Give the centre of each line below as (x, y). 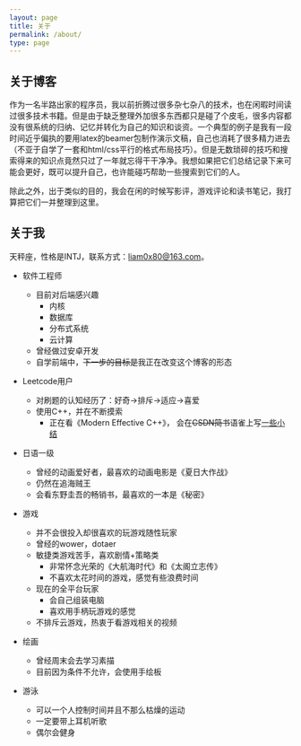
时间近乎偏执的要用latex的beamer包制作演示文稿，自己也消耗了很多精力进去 (150, 138)
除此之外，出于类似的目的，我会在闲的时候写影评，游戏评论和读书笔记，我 (146, 191)
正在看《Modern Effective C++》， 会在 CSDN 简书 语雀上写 (155, 422)
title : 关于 (30, 26)
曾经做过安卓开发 (67, 350)
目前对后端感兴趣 (67, 294)
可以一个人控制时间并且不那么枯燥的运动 (110, 709)
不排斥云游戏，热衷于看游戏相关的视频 (106, 622)
